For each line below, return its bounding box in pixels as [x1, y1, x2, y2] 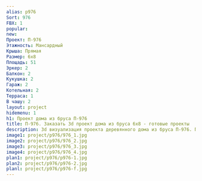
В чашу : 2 [6, 98, 31, 104]
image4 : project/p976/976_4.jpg [6, 149, 87, 155]
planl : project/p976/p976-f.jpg [6, 166, 87, 172]
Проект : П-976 [6, 37, 42, 43]
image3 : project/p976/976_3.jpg [6, 143, 87, 150]
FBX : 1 [6, 20, 23, 26]
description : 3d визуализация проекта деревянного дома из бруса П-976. [6, 127, 192, 133]
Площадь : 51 [6, 59, 36, 65]
